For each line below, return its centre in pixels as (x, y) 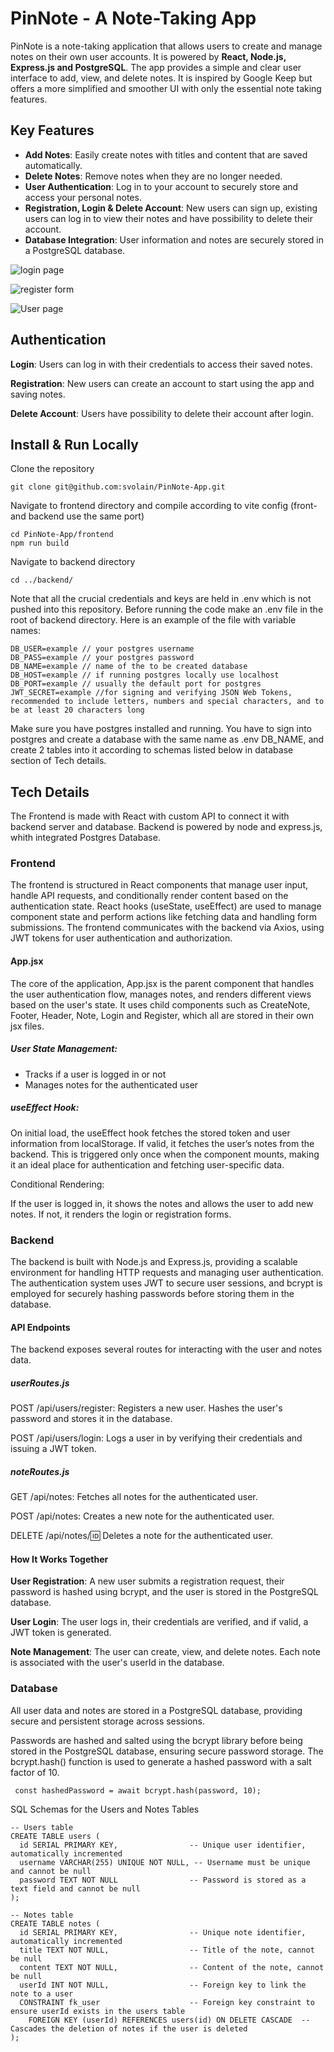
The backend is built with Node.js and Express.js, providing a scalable (154, 1261)
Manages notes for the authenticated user (111, 1084)
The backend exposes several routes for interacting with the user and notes (166, 1349)
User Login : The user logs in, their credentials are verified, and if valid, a (159, 1622)
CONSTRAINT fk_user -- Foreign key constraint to (167, 2002)
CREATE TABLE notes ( (55, 1923)
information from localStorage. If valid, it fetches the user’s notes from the (162, 1143)
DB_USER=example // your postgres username (102, 649)
